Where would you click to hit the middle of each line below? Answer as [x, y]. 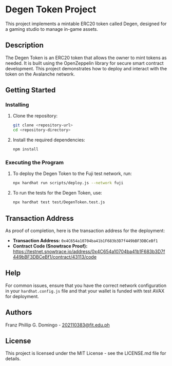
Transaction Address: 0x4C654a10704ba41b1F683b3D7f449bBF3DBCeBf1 [85, 240]
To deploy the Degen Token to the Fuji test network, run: [72, 174]
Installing [17, 105]
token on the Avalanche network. [40, 74]
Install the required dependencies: [49, 140]
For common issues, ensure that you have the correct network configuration [86, 285]
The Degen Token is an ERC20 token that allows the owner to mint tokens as [86, 57]
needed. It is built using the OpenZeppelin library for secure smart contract [84, 63]
